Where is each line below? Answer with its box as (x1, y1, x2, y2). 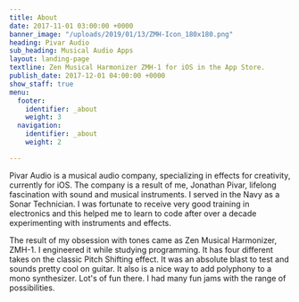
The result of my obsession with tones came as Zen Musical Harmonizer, (9, 234, 278, 246)
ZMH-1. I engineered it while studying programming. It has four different (9, 244, 274, 255)
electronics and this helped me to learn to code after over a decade (9, 207, 257, 219)
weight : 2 (25, 138, 62, 147)
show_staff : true (9, 80, 74, 88)
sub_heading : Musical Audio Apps (9, 46, 134, 55)
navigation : (17, 122, 62, 130)
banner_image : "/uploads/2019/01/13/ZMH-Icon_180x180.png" (9, 29, 234, 38)
